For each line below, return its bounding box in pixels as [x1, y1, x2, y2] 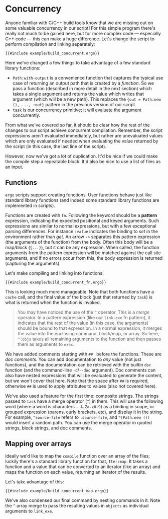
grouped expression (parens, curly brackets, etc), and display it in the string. [5, 409, 163, 415]
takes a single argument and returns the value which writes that [12, 91, 144, 97]
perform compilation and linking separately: [5, 41, 95, 47]
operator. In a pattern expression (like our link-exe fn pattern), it [17, 314, 150, 320]
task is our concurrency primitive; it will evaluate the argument [12, 107, 142, 113]
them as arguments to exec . [17, 341, 74, 347]
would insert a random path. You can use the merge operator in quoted [5, 419, 152, 425]
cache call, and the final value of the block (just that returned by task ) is [5, 294, 153, 300]
